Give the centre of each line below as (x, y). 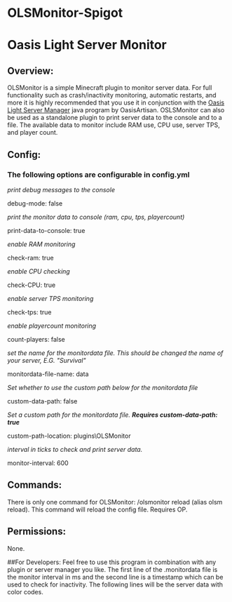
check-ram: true (30, 257)
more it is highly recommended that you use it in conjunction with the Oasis (116, 102)
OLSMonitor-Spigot (65, 13)
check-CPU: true (32, 285)
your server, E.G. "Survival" (47, 360)
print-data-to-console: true (46, 230)
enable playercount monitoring (52, 326)
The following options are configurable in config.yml (98, 175)
